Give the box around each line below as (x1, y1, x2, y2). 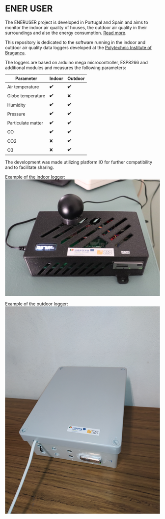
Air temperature (7, 84, 39, 90)
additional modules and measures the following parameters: (5, 65, 126, 71)
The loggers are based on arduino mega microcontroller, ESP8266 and (5, 59, 148, 65)
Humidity (7, 102, 26, 108)
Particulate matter (7, 120, 43, 126)
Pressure (7, 111, 26, 117)
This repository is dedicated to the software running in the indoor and (5, 39, 146, 45)
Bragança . (5, 50, 26, 56)
